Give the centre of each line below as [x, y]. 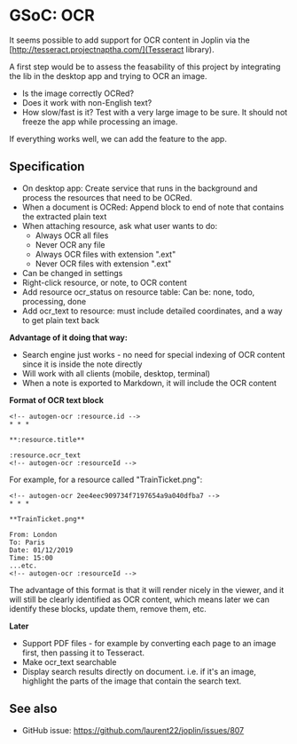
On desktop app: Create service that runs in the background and [140, 188]
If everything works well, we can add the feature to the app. [118, 139]
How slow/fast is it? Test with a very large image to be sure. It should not [155, 112]
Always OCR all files [72, 235]
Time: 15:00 [31, 558]
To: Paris [27, 542]
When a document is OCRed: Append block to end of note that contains [153, 207]
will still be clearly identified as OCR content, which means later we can [140, 599]
